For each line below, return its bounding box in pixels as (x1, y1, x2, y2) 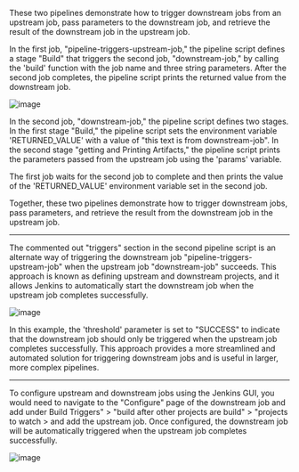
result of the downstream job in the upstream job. (9, 27, 190, 37)
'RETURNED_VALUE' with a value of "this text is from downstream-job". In (9, 135, 279, 145)
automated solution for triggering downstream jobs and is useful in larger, (9, 353, 279, 363)
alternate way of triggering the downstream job (9, 252, 182, 262)
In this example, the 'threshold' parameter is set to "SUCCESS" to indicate (9, 324, 280, 335)
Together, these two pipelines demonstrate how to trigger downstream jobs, (9, 198, 287, 208)
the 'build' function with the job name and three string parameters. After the (9, 62, 287, 73)
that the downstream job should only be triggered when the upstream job (9, 334, 278, 344)
